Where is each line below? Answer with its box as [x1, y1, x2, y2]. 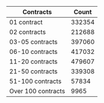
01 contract [9, 18, 43, 26]
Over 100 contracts [9, 87, 65, 95]
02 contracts [9, 28, 47, 36]
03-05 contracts [9, 38, 58, 46]
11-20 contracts [9, 58, 58, 65]
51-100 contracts [9, 77, 62, 85]
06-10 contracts [9, 48, 58, 56]
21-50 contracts [9, 67, 58, 75]
